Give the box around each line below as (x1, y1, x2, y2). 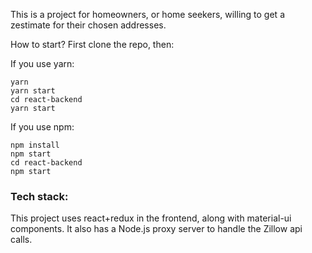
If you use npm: (10, 121, 75, 133)
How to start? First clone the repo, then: (10, 39, 175, 50)
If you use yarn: (10, 58, 75, 69)
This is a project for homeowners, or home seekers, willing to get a (10, 9, 285, 20)
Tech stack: (10, 189, 69, 203)
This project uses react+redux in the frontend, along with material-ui (10, 212, 292, 224)
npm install (10, 140, 60, 150)
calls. (10, 234, 33, 246)
